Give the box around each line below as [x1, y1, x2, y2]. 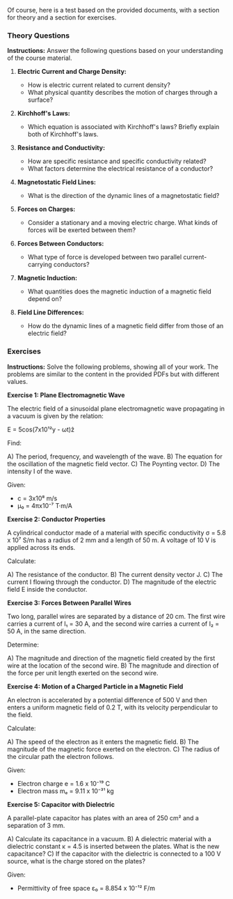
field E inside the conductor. [7, 585, 88, 593]
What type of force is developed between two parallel [27, 253, 182, 261]
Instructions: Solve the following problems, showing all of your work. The [7, 362, 219, 371]
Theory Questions [7, 31, 70, 40]
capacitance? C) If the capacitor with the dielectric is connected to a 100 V [7, 850, 221, 858]
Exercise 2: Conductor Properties [7, 515, 106, 523]
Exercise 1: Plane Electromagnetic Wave [7, 390, 125, 399]
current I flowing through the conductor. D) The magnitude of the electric [7, 578, 217, 586]
